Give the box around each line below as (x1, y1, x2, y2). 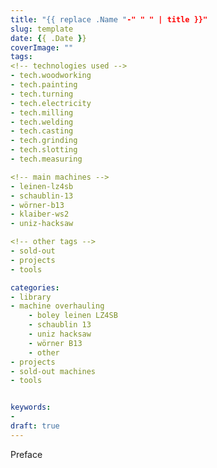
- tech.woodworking (10, 71, 92, 81)
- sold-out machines (10, 366, 97, 376)
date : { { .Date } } (10, 33, 87, 43)
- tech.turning (10, 89, 74, 99)
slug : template (10, 24, 74, 34)
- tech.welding (10, 117, 74, 127)
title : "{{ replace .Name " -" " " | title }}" (10, 14, 208, 25)
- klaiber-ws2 (10, 209, 70, 220)
